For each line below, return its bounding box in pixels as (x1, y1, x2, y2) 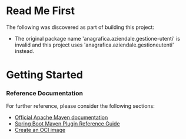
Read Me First (6, 4, 75, 18)
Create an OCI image (14, 127, 66, 134)
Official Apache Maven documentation (14, 114, 108, 121)
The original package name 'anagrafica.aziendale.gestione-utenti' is (14, 35, 181, 42)
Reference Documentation (6, 90, 84, 98)
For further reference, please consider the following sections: (6, 102, 155, 110)
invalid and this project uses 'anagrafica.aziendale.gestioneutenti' (14, 41, 174, 48)
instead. (14, 47, 35, 54)
